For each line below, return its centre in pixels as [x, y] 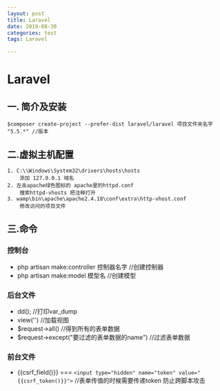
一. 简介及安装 [37, 107]
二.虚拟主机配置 [41, 154]
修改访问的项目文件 [43, 206]
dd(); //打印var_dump [47, 311]
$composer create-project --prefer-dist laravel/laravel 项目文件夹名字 [110, 124]
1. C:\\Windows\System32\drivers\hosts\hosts [73, 171]
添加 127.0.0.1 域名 [47, 178]
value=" [189, 373]
